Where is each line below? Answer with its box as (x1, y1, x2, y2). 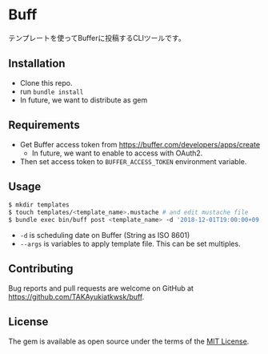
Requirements (8, 119, 80, 132)
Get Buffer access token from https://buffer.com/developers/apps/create (19, 139, 261, 149)
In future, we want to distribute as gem (19, 95, 148, 105)
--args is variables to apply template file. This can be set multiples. (19, 239, 242, 248)
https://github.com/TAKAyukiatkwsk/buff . (8, 292, 145, 301)
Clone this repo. (19, 78, 73, 87)
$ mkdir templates (8, 201, 70, 209)
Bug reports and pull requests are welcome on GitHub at (8, 283, 194, 293)
